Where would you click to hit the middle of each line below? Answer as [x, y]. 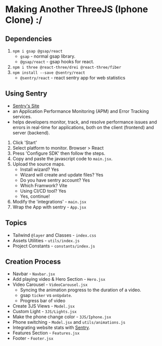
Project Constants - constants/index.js [54, 246]
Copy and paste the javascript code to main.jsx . [62, 158]
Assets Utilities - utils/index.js [46, 240]
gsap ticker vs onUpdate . [46, 295]
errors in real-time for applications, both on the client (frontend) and [83, 127]
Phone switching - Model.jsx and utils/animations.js [69, 322]
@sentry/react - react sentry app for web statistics [73, 78]
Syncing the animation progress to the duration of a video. [80, 290]
